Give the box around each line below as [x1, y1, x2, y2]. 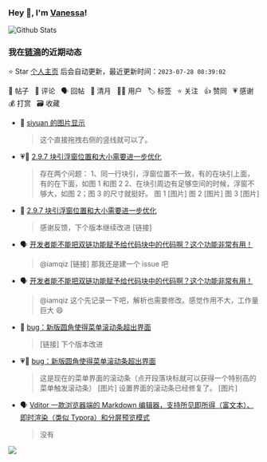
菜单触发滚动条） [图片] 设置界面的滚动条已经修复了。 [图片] [39, 383, 238, 393]
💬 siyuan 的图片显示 [19, 117, 85, 127]
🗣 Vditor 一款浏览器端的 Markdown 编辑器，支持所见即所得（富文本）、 [19, 400, 254, 409]
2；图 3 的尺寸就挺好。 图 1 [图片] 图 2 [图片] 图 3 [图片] [77, 188, 260, 198]
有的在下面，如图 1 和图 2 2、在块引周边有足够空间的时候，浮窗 [39, 179, 249, 188]
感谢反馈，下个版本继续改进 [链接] [39, 223, 152, 232]
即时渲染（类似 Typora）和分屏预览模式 [19, 413, 150, 422]
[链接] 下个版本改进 [39, 339, 104, 349]
